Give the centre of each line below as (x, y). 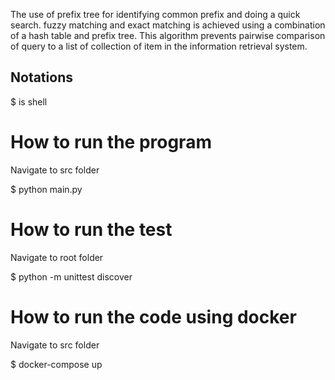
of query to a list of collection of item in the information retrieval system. (159, 46)
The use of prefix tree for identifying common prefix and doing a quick (155, 14)
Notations (41, 77)
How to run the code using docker (153, 316)
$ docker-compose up (56, 364)
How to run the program (111, 142)
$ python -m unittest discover (71, 276)
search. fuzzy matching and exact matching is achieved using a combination (168, 25)
